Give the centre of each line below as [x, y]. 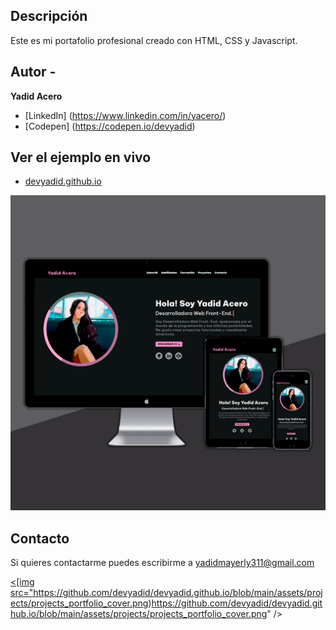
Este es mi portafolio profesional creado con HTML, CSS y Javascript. [154, 40]
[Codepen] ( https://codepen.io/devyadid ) [110, 126]
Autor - [33, 72]
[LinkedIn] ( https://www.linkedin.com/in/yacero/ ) [125, 115]
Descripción [49, 16]
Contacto [40, 538]
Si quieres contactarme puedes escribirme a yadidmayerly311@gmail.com [162, 563]
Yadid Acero [36, 96]
